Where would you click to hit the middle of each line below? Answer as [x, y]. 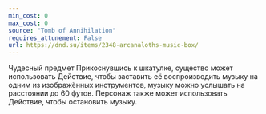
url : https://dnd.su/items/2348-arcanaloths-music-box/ [103, 45]
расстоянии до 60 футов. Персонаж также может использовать [118, 93]
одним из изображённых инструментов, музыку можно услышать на [127, 85]
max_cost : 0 [28, 23]
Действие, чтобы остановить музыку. [73, 102]
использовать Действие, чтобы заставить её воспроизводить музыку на [133, 77]
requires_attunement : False [55, 38]
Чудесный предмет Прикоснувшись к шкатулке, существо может [121, 68]
